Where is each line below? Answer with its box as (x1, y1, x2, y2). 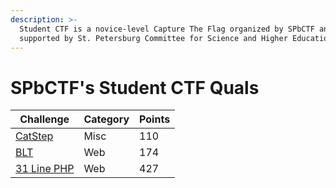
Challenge (19, 112, 70, 126)
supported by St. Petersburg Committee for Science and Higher (19, 33, 288, 43)
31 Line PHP (15, 162, 75, 176)
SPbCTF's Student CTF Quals (10, 76, 260, 99)
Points (139, 112, 171, 126)
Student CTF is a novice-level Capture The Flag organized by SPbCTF (19, 24, 315, 34)
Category (83, 112, 130, 126)
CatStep (15, 129, 54, 143)
